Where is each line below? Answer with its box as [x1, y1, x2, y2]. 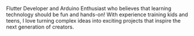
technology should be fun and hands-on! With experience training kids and [6, 11, 189, 18]
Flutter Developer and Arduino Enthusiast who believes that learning [6, 5, 172, 12]
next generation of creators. [6, 23, 74, 30]
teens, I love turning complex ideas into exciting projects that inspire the [6, 17, 181, 24]
